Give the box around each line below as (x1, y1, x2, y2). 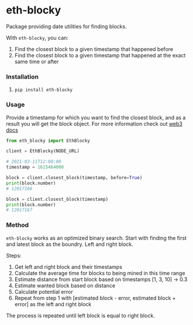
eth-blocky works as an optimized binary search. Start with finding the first (6, 234, 187, 241)
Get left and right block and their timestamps (14, 263, 123, 270)
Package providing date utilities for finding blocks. (6, 23, 127, 30)
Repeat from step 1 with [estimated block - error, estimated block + (14, 294, 177, 302)
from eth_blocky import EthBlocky (6, 138, 91, 143)
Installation (6, 73, 39, 81)
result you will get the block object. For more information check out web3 (6, 120, 182, 127)
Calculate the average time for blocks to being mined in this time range (14, 269, 185, 276)
